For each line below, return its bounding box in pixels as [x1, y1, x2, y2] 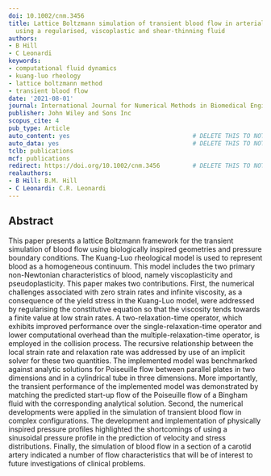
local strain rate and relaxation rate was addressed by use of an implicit [8, 347, 246, 357]
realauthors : [8, 169, 52, 177]
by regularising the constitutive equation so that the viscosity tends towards [8, 304, 261, 314]
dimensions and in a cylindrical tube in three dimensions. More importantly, [8, 373, 258, 382]
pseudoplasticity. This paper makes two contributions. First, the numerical [8, 278, 255, 288]
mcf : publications [8, 154, 70, 162]
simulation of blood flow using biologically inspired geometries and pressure [8, 244, 262, 254]
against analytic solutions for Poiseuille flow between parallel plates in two [8, 364, 256, 374]
